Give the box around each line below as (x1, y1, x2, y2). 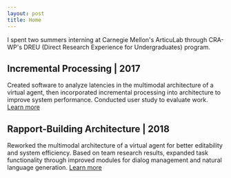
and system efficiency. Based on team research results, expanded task (7, 149, 209, 157)
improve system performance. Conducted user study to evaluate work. (7, 96, 208, 104)
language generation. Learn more (7, 164, 102, 172)
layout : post (7, 10, 45, 17)
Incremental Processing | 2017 (7, 63, 141, 75)
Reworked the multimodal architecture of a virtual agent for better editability (7, 141, 223, 150)
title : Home (7, 17, 41, 23)
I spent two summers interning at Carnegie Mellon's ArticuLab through (7, 35, 208, 43)
